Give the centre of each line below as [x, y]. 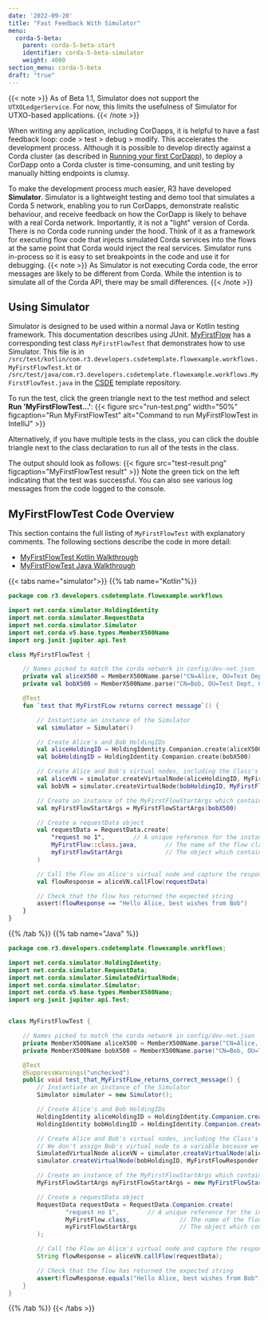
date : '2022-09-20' [41, 16]
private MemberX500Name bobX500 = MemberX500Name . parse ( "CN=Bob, [134, 1050]
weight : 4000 [44, 61]
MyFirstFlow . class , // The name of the [155, 1220]
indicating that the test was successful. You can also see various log [120, 480]
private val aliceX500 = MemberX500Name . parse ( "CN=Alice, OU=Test [135, 677]
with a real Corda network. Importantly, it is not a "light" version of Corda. [129, 222]
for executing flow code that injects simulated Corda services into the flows [132, 239]
